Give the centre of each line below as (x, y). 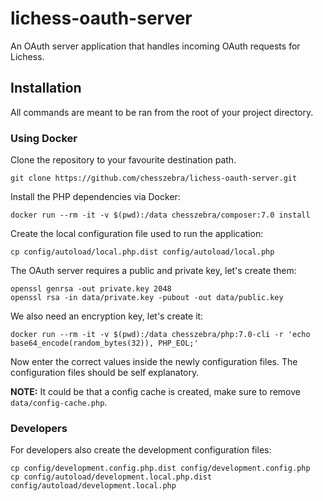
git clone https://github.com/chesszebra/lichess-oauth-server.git (154, 178)
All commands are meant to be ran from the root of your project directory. (162, 112)
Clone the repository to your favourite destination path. (123, 160)
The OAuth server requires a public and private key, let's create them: (153, 271)
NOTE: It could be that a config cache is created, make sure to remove (155, 392)
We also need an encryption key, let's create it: (107, 316)
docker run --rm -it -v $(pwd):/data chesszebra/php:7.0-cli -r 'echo (160, 335)
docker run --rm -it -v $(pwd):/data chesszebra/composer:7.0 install (160, 215)
